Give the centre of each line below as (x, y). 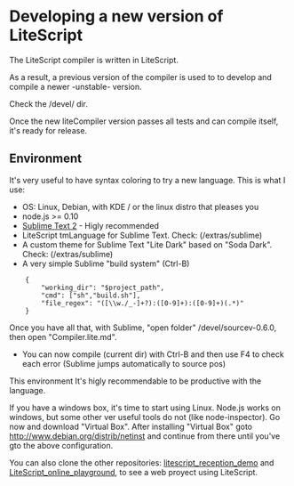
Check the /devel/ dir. (49, 103)
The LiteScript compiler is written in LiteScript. (94, 60)
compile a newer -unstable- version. (75, 86)
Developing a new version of (116, 16)
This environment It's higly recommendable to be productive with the (135, 381)
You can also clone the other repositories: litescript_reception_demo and (142, 462)
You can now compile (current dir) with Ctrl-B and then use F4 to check (153, 354)
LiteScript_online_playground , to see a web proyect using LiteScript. (134, 472)
